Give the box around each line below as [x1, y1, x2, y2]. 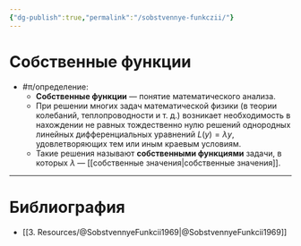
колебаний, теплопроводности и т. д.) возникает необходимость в [35, 109, 291, 121]
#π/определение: [21, 81, 90, 92]
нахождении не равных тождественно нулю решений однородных [35, 119, 291, 130]
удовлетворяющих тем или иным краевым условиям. [35, 138, 242, 148]
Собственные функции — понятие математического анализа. [35, 90, 276, 101]
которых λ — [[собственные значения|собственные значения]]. [35, 157, 281, 168]
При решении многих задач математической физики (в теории [35, 100, 278, 111]
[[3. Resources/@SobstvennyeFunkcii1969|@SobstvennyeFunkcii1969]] [21, 226, 288, 237]
